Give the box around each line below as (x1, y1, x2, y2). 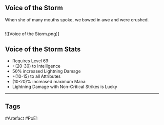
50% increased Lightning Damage (12, 68, 81, 74)
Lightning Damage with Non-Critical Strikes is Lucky (12, 84, 118, 89)
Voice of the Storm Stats (5, 45, 81, 53)
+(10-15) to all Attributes (12, 73, 61, 79)
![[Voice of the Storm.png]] (5, 31, 60, 37)
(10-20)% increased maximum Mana (12, 79, 86, 85)
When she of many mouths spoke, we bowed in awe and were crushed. (5, 17, 149, 22)
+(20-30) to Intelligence (12, 63, 61, 69)
